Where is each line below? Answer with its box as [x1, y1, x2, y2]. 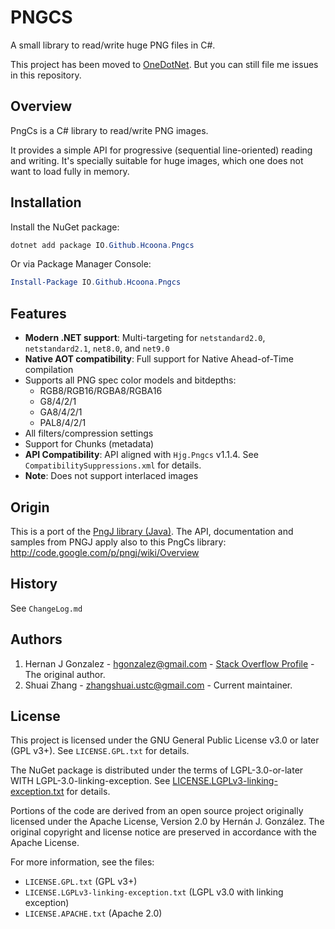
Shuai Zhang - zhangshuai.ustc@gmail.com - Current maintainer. [24, 679, 293, 691]
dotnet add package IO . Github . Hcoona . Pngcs [10, 240, 195, 250]
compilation [24, 364, 74, 376]
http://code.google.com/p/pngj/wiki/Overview [10, 546, 200, 558]
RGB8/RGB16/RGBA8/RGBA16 [39, 385, 163, 397]
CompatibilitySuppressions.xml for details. [24, 459, 202, 471]
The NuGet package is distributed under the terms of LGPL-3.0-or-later [10, 764, 304, 776]
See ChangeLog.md [10, 602, 83, 614]
